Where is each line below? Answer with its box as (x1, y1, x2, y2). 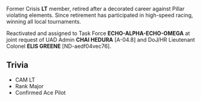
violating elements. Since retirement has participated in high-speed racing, (6, 11, 193, 19)
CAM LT (15, 76, 35, 83)
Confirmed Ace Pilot (15, 89, 66, 96)
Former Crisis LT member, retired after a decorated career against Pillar (6, 5, 185, 12)
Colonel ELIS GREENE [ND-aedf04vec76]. (6, 42, 111, 50)
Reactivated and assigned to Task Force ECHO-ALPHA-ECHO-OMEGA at (6, 30, 190, 37)
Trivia (6, 60, 29, 70)
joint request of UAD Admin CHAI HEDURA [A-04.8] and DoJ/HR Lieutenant (6, 36, 196, 43)
